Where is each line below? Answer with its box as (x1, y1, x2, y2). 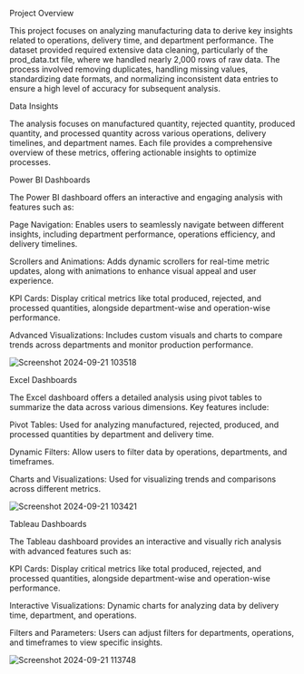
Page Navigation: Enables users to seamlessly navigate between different (9, 220, 284, 230)
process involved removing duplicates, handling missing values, (9, 63, 248, 74)
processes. (9, 157, 52, 167)
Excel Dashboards (9, 375, 77, 385)
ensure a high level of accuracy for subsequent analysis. (9, 83, 221, 93)
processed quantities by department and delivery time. (9, 429, 215, 439)
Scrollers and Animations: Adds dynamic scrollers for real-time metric (9, 256, 270, 267)
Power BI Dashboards (9, 174, 91, 185)
